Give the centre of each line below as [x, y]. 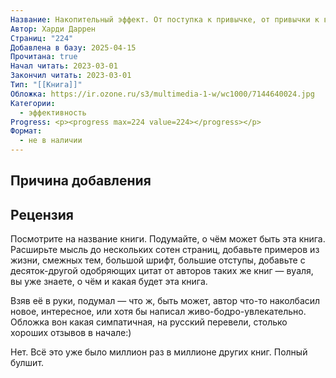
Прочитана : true [44, 57]
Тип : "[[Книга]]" [46, 85]
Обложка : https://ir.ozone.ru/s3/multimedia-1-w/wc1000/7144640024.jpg [162, 94]
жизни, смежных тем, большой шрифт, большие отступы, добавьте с [158, 260]
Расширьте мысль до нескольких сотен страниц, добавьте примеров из [165, 250]
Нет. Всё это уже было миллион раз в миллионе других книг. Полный [159, 352]
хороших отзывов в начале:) [71, 333]
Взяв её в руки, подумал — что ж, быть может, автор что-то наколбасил [165, 301]
